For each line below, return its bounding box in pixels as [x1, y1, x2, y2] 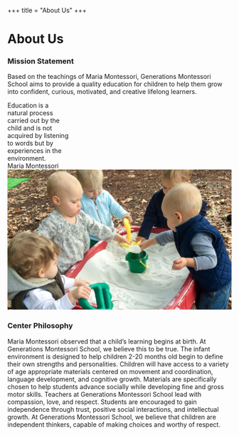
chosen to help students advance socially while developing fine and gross [7, 382, 224, 390]
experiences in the [7, 147, 62, 155]
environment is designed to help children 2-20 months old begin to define [7, 352, 223, 361]
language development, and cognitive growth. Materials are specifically [7, 375, 217, 383]
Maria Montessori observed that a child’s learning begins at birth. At [7, 337, 206, 346]
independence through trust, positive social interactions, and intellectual [7, 405, 219, 413]
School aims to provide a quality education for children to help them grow [7, 80, 223, 88]
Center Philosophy [7, 321, 73, 331]
